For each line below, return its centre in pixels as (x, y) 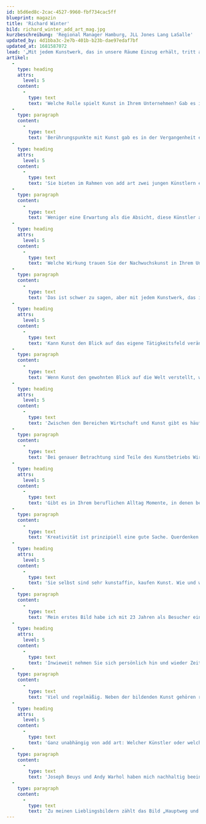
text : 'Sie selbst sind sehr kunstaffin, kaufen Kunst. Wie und (112, 583)
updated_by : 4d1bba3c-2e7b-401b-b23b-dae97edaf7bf (72, 41)
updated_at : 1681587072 (37, 47)
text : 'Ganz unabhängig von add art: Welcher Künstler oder (107, 743)
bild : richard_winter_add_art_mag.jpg (56, 29)
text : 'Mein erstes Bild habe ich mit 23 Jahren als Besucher (109, 617)
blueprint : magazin (31, 18)
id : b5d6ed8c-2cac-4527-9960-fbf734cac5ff (61, 12)
